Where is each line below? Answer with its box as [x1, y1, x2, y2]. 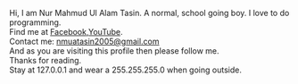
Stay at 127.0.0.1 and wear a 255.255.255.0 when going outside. [9, 64, 243, 75]
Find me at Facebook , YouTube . [9, 27, 123, 37]
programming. [9, 17, 62, 28]
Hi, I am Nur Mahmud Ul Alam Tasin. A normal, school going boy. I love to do [9, 8, 290, 18]
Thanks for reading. [9, 55, 82, 65]
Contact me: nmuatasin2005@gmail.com [9, 36, 160, 46]
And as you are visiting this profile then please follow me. [9, 46, 220, 56]
